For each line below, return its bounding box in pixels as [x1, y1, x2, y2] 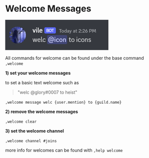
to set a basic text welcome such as [5, 79, 79, 85]
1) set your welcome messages [5, 70, 71, 76]
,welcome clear [5, 119, 37, 124]
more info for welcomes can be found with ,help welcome [5, 147, 123, 153]
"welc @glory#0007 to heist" [17, 89, 77, 95]
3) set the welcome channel [5, 128, 64, 134]
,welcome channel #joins [5, 138, 57, 144]
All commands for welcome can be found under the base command [5, 55, 144, 61]
